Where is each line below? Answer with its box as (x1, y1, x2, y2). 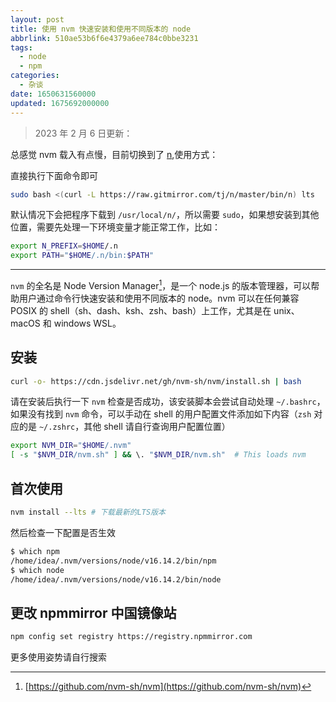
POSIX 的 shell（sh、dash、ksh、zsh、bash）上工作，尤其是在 (10, 304, 272, 316)
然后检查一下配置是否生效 (10, 526, 116, 538)
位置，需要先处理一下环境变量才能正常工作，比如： (10, 221, 221, 233)
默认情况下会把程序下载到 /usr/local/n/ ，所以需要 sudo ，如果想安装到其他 (10, 209, 320, 221)
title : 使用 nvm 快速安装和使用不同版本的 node (10, 24, 192, 34)
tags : (10, 42, 33, 53)
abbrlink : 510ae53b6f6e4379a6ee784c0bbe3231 (10, 33, 199, 43)
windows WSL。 (53, 317, 122, 329)
